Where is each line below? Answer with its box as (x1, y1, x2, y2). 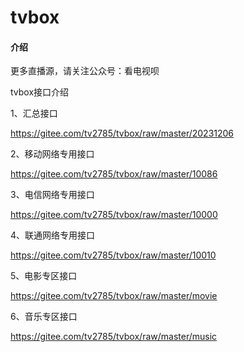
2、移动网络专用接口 (10, 148, 95, 160)
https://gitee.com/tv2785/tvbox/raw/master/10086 (10, 168, 218, 180)
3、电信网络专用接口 (10, 189, 95, 201)
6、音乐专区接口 (10, 311, 78, 323)
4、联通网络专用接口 (10, 229, 96, 241)
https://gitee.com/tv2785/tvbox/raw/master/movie (10, 290, 218, 302)
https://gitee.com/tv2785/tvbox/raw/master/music (10, 331, 218, 343)
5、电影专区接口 (10, 270, 78, 282)
